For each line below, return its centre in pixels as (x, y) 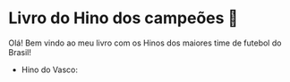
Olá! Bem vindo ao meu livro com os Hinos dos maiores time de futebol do (145, 43)
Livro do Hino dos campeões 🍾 (124, 18)
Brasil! (20, 52)
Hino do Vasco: (49, 70)
